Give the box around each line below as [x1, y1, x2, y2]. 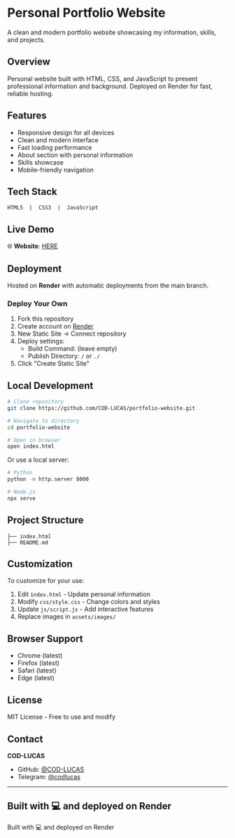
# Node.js [7, 488, 36, 495]
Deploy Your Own [7, 298, 68, 308]
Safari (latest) [17, 666, 57, 675]
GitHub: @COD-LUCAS [17, 765, 85, 774]
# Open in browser [7, 437, 61, 444]
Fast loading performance [17, 143, 92, 151]
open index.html [7, 443, 55, 450]
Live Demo [7, 223, 55, 235]
